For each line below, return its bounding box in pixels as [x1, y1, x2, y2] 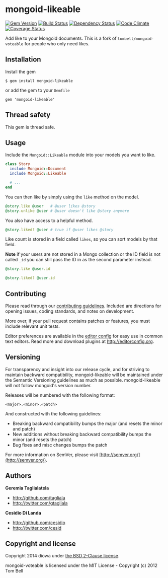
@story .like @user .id [5, 266, 51, 271]
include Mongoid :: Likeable [10, 171, 66, 176]
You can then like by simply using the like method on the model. [5, 194, 139, 200]
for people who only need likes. [24, 40, 90, 46]
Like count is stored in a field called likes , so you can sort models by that [5, 236, 157, 242]
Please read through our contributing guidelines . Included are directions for [5, 303, 161, 309]
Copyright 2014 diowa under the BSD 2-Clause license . [5, 553, 120, 559]
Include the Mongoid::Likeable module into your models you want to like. [5, 152, 156, 158]
